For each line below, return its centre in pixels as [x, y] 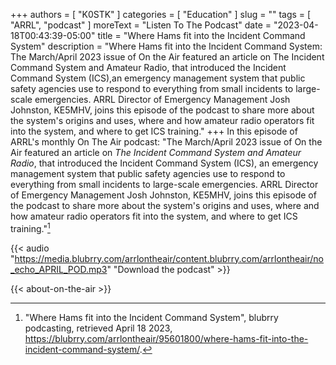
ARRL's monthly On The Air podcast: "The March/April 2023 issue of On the [166, 142]
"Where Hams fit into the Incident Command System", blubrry [151, 317]
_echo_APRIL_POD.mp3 [59, 269]
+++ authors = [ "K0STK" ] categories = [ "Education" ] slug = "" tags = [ [161, 14]
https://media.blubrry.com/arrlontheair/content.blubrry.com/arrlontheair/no [169, 258]
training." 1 [30, 227]
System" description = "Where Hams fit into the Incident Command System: [166, 46]
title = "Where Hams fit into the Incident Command [201, 35]
